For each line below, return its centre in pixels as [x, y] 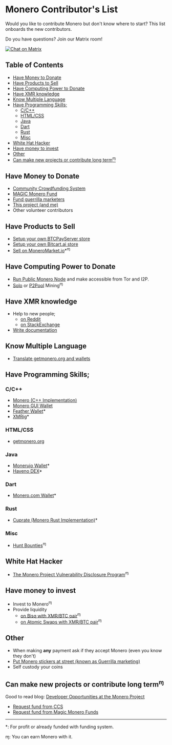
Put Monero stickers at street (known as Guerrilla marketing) [76, 661]
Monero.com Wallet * [34, 495]
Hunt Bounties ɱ [29, 545]
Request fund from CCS [38, 707]
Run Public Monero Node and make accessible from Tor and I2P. [81, 279]
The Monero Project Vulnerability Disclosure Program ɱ [71, 574]
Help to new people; [34, 313]
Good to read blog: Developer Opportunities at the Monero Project [75, 697]
